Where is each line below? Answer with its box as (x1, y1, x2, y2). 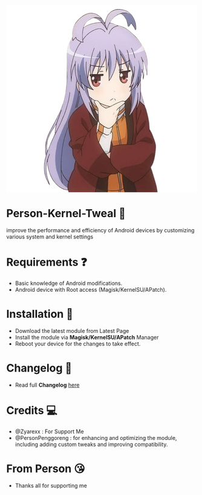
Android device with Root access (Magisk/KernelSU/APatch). (15, 286, 167, 293)
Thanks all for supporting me (15, 482, 88, 489)
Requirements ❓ (6, 255, 88, 269)
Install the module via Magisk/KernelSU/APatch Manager (15, 333, 159, 341)
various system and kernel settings (6, 233, 94, 240)
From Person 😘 (6, 462, 86, 476)
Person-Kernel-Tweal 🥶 (6, 207, 126, 220)
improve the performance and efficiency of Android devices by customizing (6, 226, 195, 234)
